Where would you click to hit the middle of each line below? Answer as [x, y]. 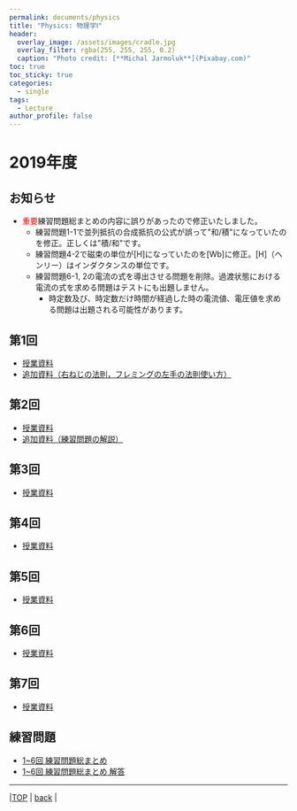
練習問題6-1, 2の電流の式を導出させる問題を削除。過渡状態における [158, 276]
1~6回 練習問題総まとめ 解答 [73, 771]
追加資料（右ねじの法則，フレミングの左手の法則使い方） [126, 374]
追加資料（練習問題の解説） [72, 438]
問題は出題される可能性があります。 [122, 310]
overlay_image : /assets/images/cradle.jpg [96, 42]
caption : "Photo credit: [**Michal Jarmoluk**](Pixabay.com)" [134, 58]
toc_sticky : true [41, 75]
